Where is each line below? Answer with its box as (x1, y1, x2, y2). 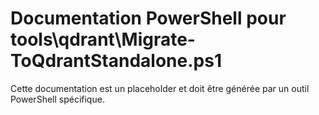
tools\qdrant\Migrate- (10, 28, 196, 51)
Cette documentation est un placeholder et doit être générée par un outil (10, 82, 310, 94)
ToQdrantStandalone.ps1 (10, 50, 222, 72)
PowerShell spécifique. (10, 93, 105, 105)
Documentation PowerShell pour (10, 7, 287, 30)
